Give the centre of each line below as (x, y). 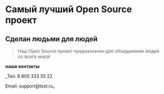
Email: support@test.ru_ (30, 86)
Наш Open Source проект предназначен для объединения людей (88, 51)
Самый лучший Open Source (69, 9)
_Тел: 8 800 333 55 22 (29, 76)
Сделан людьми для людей (52, 39)
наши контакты (22, 66)
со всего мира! (34, 56)
